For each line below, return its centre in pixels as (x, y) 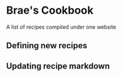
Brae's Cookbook (50, 10)
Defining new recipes (47, 46)
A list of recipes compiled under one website (61, 27)
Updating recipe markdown (58, 66)
